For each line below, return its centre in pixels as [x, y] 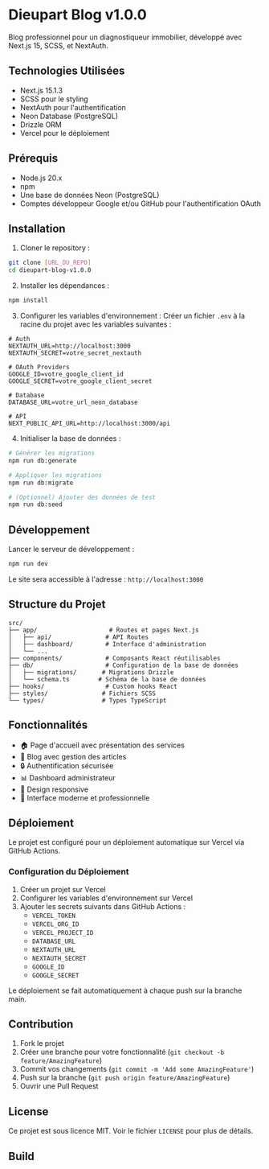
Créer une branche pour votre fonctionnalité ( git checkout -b [122, 1052]
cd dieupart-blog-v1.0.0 [50, 270]
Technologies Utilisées [67, 71]
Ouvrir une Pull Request [59, 1086]
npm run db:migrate [41, 483]
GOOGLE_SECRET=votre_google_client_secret [80, 381]
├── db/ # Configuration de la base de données [124, 665]
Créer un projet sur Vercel [63, 889]
